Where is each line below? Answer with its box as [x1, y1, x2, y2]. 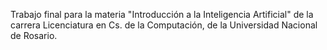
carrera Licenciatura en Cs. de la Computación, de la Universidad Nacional [10, 19, 318, 31]
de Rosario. [10, 30, 58, 41]
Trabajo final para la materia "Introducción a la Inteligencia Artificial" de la [10, 9, 314, 20]
